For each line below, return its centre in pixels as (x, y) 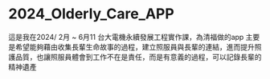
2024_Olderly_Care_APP (91, 14)
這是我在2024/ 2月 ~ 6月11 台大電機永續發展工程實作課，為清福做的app (126, 37)
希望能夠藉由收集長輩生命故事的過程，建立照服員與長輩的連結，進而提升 (135, 47)
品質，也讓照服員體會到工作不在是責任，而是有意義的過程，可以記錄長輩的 (138, 57)
